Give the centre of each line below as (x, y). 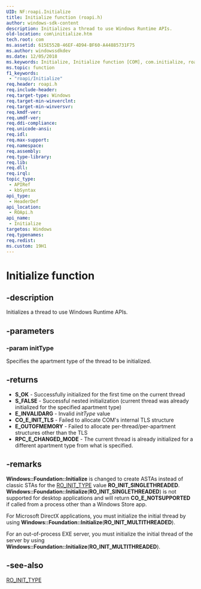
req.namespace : (25, 145)
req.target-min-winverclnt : (41, 101)
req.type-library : (29, 157)
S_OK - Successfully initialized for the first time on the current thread (100, 394)
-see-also (25, 565)
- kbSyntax (22, 190)
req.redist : (21, 241)
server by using (25, 540)
